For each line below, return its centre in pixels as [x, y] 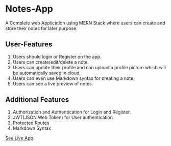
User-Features [29, 45]
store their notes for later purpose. [41, 28]
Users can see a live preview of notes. [53, 83]
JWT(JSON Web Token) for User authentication [63, 117]
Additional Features [37, 100]
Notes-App [29, 9]
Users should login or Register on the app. [57, 56]
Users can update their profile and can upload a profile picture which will [89, 67]
